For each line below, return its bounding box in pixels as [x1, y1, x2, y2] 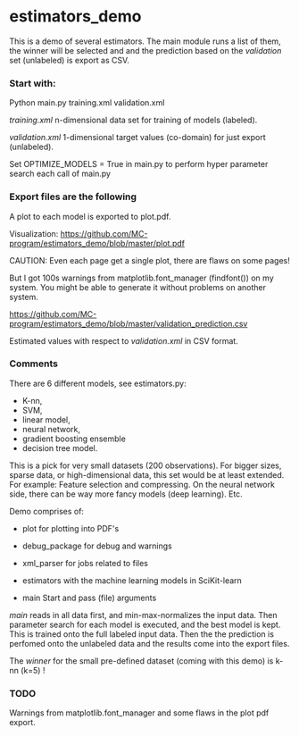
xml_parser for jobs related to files [21, 557, 149, 568]
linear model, [21, 414, 71, 425]
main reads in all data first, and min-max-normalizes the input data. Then [9, 609, 278, 620]
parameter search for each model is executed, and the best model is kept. [9, 619, 281, 630]
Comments [9, 357, 58, 370]
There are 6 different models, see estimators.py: [9, 378, 187, 389]
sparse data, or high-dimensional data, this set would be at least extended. [9, 469, 285, 480]
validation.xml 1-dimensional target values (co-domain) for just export [9, 132, 266, 143]
